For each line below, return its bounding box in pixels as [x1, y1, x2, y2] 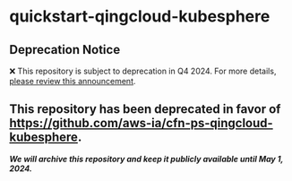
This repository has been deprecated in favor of [9, 101, 281, 117]
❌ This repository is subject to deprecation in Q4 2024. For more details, [9, 65, 277, 76]
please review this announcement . [9, 76, 136, 86]
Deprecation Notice [9, 42, 121, 57]
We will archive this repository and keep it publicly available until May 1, [9, 153, 284, 164]
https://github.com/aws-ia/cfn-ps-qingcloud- [9, 116, 273, 131]
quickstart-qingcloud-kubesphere [9, 6, 271, 27]
